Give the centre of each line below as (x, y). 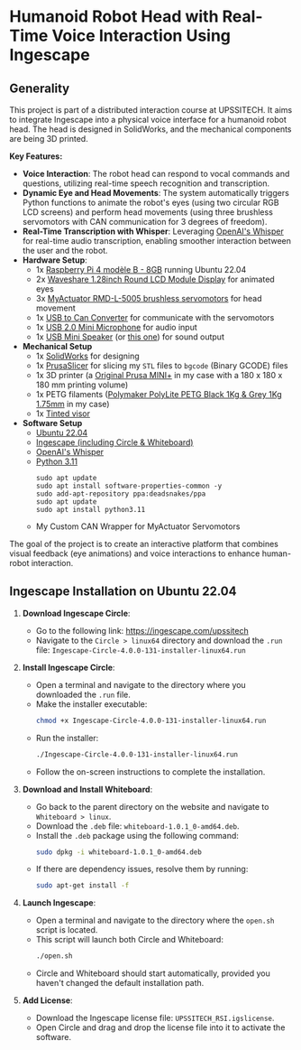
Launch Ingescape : (59, 903)
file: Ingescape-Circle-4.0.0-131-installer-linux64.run (141, 650)
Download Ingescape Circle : (76, 613)
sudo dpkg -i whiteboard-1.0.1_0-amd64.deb (119, 852)
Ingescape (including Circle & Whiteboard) (114, 442)
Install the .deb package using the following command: (137, 835)
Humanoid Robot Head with (114, 17)
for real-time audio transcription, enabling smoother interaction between (156, 241)
